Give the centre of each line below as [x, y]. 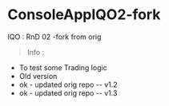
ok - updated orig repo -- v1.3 [68, 92]
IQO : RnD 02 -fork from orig [54, 37]
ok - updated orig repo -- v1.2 [68, 84]
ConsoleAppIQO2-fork [84, 15]
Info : [36, 52]
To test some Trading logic [63, 67]
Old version [38, 76]
